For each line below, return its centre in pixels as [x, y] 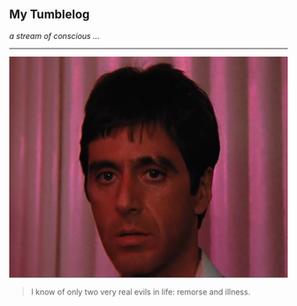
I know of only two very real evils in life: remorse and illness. [141, 292]
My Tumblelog [49, 15]
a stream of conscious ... [54, 35]
